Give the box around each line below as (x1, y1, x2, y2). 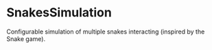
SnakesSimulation (6, 5, 113, 21)
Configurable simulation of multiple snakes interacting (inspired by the (6, 27, 205, 36)
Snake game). (6, 34, 46, 42)
